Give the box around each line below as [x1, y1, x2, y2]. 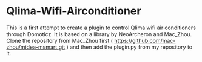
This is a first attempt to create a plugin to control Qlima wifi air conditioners [6, 24, 196, 31]
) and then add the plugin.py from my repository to [66, 43, 193, 51]
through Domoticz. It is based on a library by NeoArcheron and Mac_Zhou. [6, 30, 192, 37]
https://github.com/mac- [114, 37, 176, 44]
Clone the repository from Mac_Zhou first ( [6, 37, 113, 44]
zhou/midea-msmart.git [6, 43, 66, 51]
